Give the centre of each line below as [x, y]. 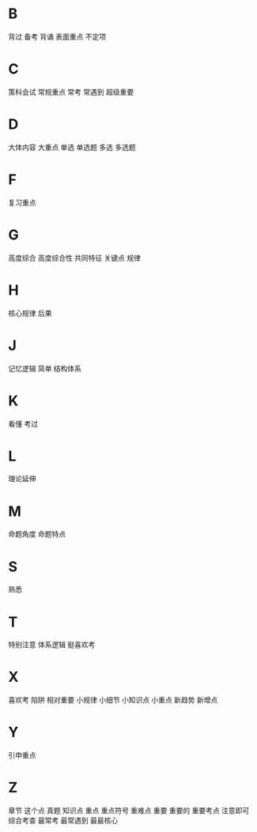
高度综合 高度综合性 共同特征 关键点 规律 [74, 258]
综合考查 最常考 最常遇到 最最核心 [63, 821]
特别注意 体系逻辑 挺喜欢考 [52, 645]
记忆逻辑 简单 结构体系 [45, 368]
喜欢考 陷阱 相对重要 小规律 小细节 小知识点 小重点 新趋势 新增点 [113, 700]
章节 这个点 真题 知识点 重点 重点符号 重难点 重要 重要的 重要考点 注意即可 [129, 811]
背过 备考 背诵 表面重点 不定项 [57, 36]
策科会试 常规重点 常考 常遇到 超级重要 [71, 92]
